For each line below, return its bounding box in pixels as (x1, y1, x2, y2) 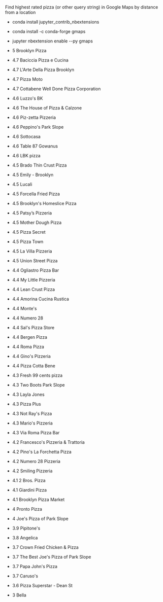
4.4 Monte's (12, 306, 37, 311)
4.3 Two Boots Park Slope (12, 382, 65, 388)
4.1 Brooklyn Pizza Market (12, 496, 65, 502)
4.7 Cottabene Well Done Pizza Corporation (12, 86, 101, 92)
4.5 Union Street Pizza (12, 258, 58, 263)
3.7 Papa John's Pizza (12, 564, 58, 569)
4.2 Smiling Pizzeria (12, 468, 53, 474)
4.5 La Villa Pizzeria (12, 248, 53, 254)
